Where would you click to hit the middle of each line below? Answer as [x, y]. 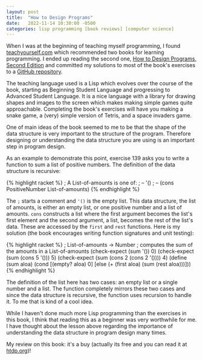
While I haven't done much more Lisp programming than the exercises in [97, 313]
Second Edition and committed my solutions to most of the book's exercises [101, 65]
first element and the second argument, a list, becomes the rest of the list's [100, 220]
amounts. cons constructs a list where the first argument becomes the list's [99, 214]
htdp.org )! [19, 351]
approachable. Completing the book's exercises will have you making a [95, 109]
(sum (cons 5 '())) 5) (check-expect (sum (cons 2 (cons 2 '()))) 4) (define [97, 258]
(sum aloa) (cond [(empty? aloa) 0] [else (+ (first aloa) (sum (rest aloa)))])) [99, 264]
